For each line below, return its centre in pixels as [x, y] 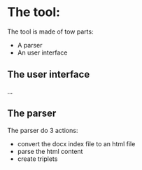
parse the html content [50, 151]
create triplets [37, 159]
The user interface [49, 75]
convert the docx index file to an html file [76, 143]
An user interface [42, 52]
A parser [30, 45]
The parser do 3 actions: [43, 130]
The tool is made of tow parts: [50, 31]
